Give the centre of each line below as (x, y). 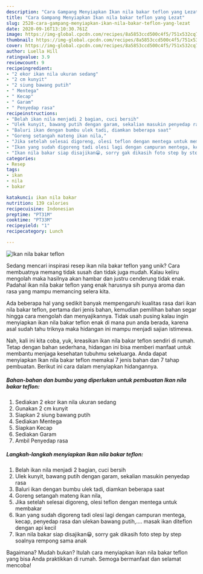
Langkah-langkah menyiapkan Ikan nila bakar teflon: (75, 455)
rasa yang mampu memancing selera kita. (58, 291)
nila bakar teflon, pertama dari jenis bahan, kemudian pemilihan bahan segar (101, 309)
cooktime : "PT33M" (29, 220)
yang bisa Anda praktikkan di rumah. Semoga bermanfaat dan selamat (94, 559)
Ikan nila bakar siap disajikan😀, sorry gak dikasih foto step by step (98, 534)
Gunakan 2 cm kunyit (41, 408)
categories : (21, 158)
